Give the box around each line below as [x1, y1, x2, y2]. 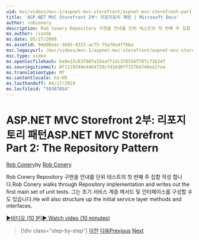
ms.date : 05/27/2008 [6, 36, 57, 42]
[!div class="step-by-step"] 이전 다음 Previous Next [20, 227, 144, 234]
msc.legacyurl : [6, 48, 44, 53]
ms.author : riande [6, 31, 52, 37]
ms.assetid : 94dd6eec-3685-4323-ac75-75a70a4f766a [6, 42, 134, 48]
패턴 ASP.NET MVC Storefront [27, 128, 174, 142]
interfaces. [6, 202, 33, 209]
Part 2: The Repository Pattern [6, 141, 159, 155]
